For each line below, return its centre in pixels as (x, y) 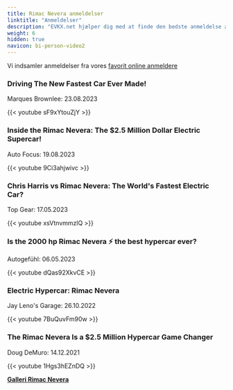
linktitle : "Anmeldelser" (44, 20)
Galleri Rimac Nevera (38, 379)
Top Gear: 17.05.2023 (37, 209)
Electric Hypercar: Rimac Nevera (63, 291)
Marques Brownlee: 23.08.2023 (52, 99)
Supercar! (24, 139)
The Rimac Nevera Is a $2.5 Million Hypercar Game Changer (110, 337)
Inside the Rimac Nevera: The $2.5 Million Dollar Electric (104, 131)
